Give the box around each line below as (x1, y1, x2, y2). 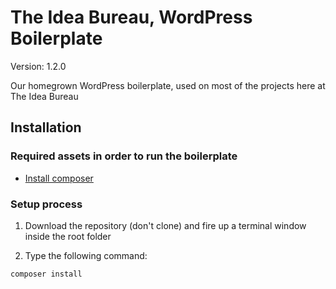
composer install (10, 269, 83, 279)
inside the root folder (24, 230, 112, 242)
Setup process (10, 197, 83, 211)
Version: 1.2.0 (10, 60, 67, 72)
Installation (10, 119, 82, 136)
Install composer (24, 172, 94, 184)
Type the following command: (24, 249, 148, 261)
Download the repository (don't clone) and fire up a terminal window (24, 219, 307, 231)
